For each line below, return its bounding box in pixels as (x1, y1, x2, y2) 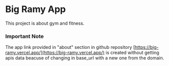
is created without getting (105, 49, 159, 56)
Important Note (5, 33, 44, 40)
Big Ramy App (5, 4, 66, 15)
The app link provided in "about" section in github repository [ (5, 44, 135, 50)
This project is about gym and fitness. (5, 20, 85, 26)
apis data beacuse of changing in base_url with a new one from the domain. (5, 55, 164, 61)
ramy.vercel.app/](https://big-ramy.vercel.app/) (5, 49, 105, 56)
